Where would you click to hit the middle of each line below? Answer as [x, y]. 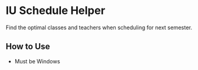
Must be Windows [37, 61]
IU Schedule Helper [55, 11]
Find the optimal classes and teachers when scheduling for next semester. [99, 27]
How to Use [28, 47]
